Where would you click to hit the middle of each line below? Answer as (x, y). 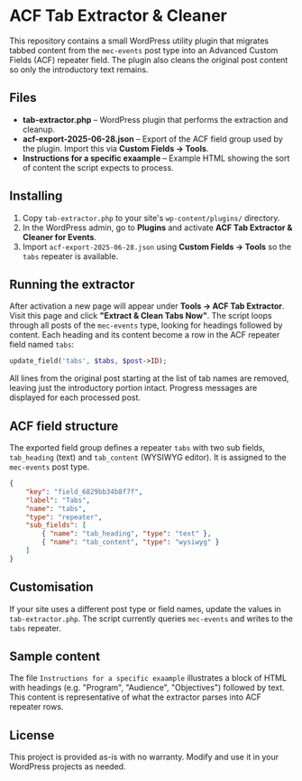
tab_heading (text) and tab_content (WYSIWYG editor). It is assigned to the (148, 458)
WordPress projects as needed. (68, 767)
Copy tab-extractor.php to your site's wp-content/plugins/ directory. (151, 218)
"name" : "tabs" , (56, 508)
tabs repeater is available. (70, 256)
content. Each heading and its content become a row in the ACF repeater (145, 335)
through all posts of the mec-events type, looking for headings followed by (146, 325)
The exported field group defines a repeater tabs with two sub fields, (137, 448)
